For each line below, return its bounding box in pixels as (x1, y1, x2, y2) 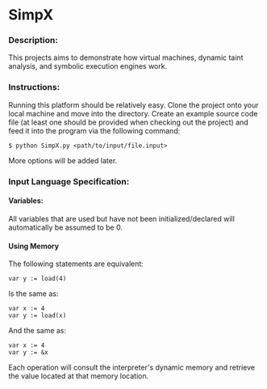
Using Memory (8, 241, 59, 251)
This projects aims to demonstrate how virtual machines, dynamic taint (8, 53, 244, 62)
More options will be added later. (8, 155, 118, 165)
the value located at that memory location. (8, 371, 149, 381)
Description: (8, 35, 58, 46)
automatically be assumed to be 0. (8, 222, 123, 232)
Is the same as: (8, 289, 59, 298)
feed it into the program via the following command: (8, 125, 181, 135)
